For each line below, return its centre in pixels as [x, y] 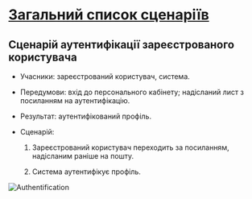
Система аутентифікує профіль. [86, 172]
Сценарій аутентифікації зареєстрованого [122, 45]
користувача [43, 57]
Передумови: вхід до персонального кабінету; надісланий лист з [132, 92]
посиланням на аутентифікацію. [75, 101]
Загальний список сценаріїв [109, 15]
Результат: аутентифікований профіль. [85, 116]
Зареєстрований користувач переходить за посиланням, [130, 147]
